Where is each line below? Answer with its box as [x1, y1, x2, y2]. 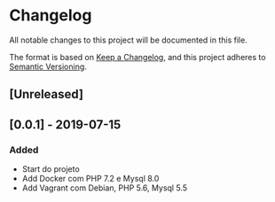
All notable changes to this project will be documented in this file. [9, 35, 248, 45]
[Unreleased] [9, 87, 84, 102]
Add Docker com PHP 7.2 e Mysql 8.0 [21, 174, 160, 184]
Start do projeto [21, 164, 80, 175]
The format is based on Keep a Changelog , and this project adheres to [9, 51, 266, 62]
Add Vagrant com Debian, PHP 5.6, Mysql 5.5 [21, 183, 188, 193]
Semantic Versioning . [9, 61, 87, 72]
